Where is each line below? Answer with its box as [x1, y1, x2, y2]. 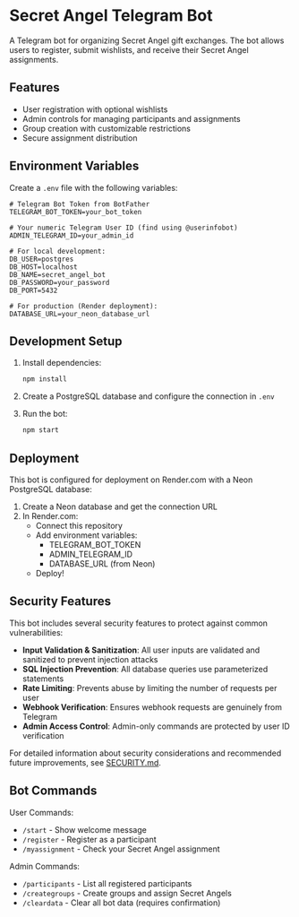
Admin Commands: [9, 861, 81, 871]
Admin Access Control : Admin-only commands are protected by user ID [21, 721, 291, 731]
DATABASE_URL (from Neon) [48, 558, 156, 569]
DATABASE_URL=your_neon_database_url [9, 309, 150, 318]
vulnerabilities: [9, 627, 64, 637]
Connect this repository [35, 520, 124, 531]
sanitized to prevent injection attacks [21, 653, 158, 664]
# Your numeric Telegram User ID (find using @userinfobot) [9, 223, 239, 232]
